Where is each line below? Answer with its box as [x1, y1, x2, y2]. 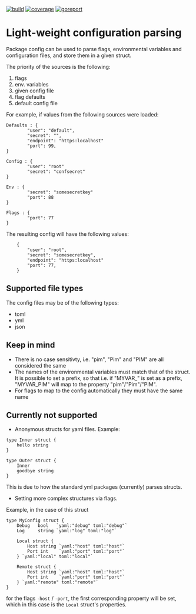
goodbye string [16, 468, 54, 474]
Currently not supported [6, 410, 98, 420]
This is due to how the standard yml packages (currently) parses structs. [6, 483, 182, 490]
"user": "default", [27, 127, 75, 134]
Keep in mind [6, 340, 55, 350]
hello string [16, 442, 49, 448]
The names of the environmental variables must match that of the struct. [14, 368, 191, 375]
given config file [14, 87, 54, 94]
